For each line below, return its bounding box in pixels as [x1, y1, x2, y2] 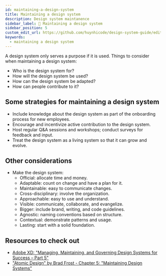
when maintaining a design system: [5, 58, 77, 64]
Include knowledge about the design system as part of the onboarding [12, 111, 156, 117]
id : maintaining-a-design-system [5, 7, 74, 12]
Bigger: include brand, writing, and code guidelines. [19, 206, 125, 212]
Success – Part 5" [12, 255, 49, 261]
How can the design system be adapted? [12, 78, 96, 84]
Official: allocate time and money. [19, 175, 88, 181]
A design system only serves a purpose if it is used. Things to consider [5, 53, 150, 59]
